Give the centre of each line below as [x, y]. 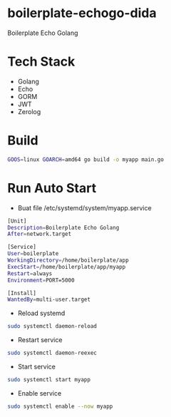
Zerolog [29, 111]
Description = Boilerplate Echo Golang [63, 227]
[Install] [22, 293]
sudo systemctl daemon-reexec [52, 353]
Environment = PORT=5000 [41, 280]
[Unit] [17, 221]
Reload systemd [41, 313]
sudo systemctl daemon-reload [52, 326]
